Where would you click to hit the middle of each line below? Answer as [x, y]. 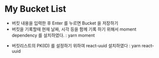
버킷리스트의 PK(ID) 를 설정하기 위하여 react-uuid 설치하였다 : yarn [76, 45]
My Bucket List [35, 9]
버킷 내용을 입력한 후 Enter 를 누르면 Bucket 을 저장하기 [65, 23]
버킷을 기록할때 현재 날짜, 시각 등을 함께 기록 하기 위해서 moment [74, 29]
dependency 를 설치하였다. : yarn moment [53, 35]
